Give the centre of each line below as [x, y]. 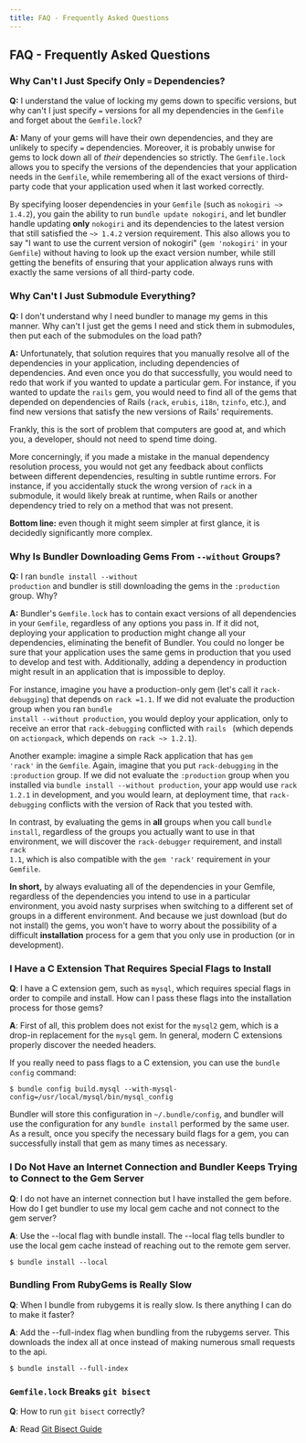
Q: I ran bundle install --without [74, 576]
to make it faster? [42, 1314]
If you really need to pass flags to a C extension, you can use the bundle [145, 1063]
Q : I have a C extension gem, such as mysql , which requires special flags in [150, 989]
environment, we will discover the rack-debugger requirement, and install [146, 841]
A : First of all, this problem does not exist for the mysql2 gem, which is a [144, 1026]
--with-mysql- [151, 1089]
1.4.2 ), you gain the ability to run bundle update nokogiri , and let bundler [148, 214]
